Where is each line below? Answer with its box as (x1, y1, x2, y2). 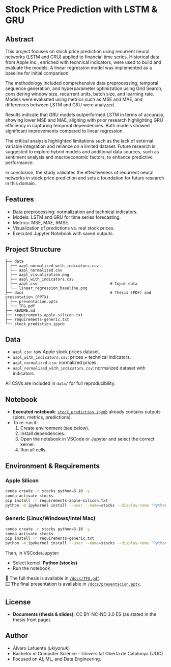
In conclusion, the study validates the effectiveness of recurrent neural (5, 170, 154, 175)
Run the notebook (12, 565, 50, 571)
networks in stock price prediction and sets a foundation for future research (5, 175, 164, 181)
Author (5, 631, 28, 640)
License (5, 597, 31, 606)
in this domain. (5, 180, 36, 186)
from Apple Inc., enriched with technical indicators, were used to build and (5, 59, 162, 65)
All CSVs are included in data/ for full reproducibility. (5, 380, 116, 386)
